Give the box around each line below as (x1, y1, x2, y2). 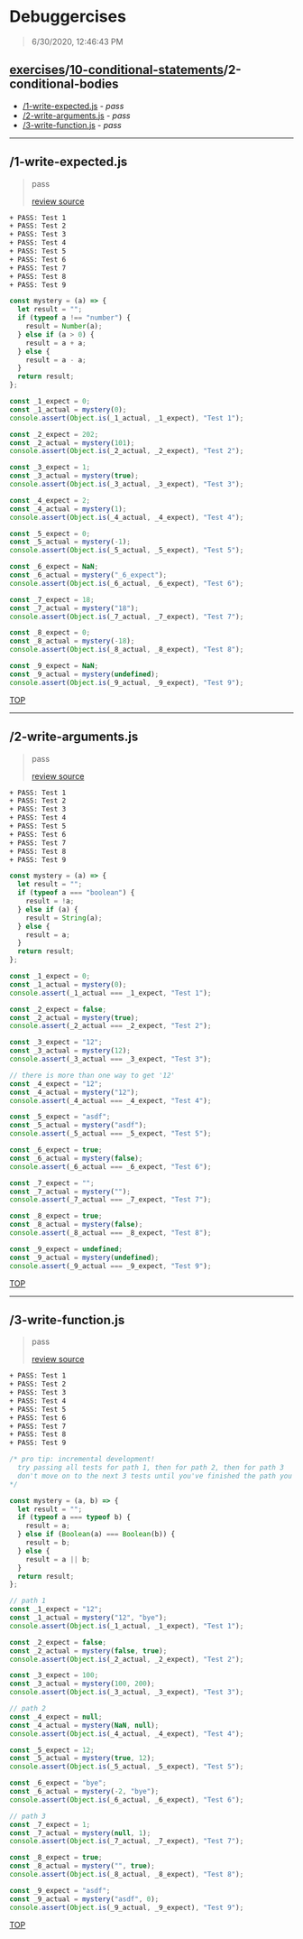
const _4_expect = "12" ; (9, 1079, 103, 1089)
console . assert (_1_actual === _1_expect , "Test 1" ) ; (9, 988, 212, 997)
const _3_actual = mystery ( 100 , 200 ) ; (9, 1679, 155, 1689)
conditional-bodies (9, 77, 119, 92)
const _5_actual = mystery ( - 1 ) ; (9, 537, 131, 547)
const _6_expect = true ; (9, 1146, 103, 1155)
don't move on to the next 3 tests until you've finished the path (17, 1471, 277, 1480)
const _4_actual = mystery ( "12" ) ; (9, 1088, 140, 1097)
